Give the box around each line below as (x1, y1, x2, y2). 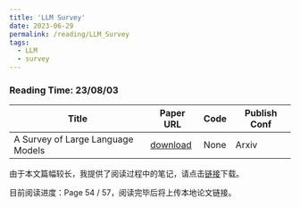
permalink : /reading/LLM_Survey (9, 29, 129, 38)
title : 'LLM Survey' (9, 12, 87, 22)
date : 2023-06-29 (9, 21, 74, 30)
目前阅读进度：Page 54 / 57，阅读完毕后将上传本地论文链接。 (9, 187, 237, 198)
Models (13, 145, 46, 157)
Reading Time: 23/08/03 (9, 84, 119, 96)
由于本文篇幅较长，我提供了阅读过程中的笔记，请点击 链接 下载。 (9, 169, 244, 179)
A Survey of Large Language (13, 133, 134, 145)
